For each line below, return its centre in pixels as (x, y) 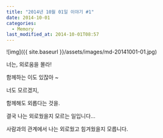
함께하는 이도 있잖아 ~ (33, 77)
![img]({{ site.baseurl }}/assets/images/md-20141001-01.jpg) (81, 52)
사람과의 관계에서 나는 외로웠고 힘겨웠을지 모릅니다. (67, 129)
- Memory (23, 29)
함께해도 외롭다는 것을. (33, 103)
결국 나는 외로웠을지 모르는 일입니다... (51, 116)
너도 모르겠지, (23, 90)
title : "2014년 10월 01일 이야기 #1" (50, 12)
